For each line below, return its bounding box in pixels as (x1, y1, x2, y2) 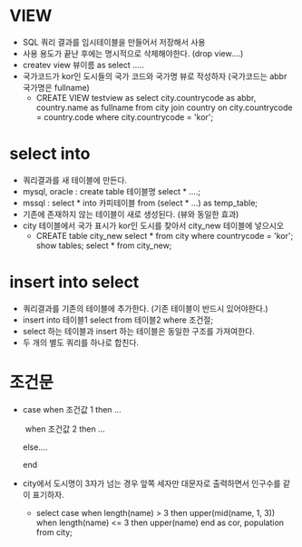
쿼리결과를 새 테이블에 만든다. (22, 174, 128, 185)
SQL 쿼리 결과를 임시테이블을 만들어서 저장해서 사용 (22, 36, 206, 47)
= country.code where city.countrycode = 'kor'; (35, 111, 214, 123)
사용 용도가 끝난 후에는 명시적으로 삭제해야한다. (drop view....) (22, 47, 244, 59)
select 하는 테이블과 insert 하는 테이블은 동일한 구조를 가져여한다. (22, 325, 256, 336)
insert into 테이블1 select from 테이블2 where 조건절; (22, 314, 214, 325)
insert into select (9, 272, 140, 293)
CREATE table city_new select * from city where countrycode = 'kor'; (35, 230, 294, 241)
